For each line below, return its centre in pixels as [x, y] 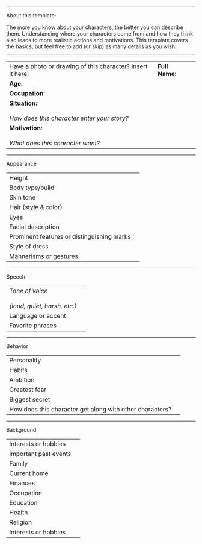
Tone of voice [29, 291]
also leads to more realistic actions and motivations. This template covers [97, 40]
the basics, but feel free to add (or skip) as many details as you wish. [91, 46]
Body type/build [32, 188]
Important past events [40, 454]
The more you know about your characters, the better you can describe [95, 27]
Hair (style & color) [36, 207]
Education [23, 503]
